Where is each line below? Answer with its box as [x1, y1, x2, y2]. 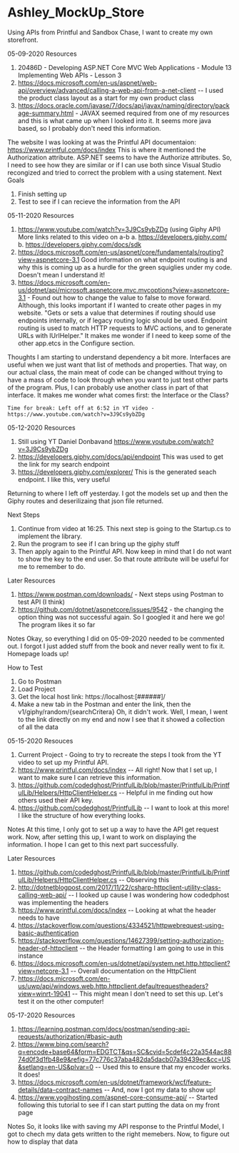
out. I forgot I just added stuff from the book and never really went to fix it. [7, 641, 225, 650]
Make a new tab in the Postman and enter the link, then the [17, 700, 191, 708]
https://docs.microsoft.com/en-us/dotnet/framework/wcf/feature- [17, 1077, 212, 1087]
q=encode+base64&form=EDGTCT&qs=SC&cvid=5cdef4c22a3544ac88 [17, 1047, 232, 1056]
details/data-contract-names [17, 1085, 103, 1094]
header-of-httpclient [17, 944, 78, 952]
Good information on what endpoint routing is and [81, 255, 228, 264]
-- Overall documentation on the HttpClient [70, 966, 197, 975]
